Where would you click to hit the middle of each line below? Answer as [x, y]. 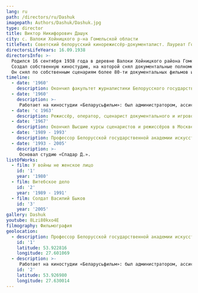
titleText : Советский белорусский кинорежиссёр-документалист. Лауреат [96, 45]
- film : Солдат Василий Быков [48, 198]
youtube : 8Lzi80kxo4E [33, 220]
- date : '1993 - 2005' [39, 143]
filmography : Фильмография [39, 226]
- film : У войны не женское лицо [52, 165]
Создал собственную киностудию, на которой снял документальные [92, 66]
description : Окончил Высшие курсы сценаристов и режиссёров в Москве [105, 127]
